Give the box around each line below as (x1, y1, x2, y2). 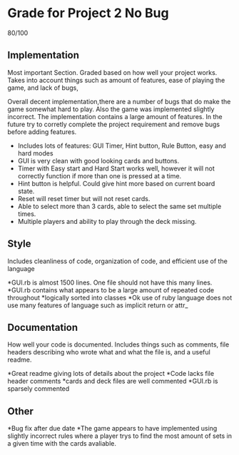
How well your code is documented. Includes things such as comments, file (7, 340, 230, 349)
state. (17, 187, 35, 195)
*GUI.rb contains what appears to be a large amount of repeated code (7, 285, 215, 294)
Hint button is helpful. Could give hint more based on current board (17, 179, 215, 188)
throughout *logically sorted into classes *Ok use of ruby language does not (7, 293, 233, 302)
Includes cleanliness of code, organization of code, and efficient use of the (7, 257, 228, 265)
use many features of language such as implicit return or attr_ (7, 301, 188, 310)
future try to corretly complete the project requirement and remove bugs (7, 120, 220, 128)
